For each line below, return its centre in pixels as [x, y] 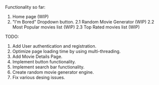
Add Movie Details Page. [37, 57]
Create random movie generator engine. [53, 72]
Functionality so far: [25, 7]
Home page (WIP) [30, 16]
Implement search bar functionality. [48, 67]
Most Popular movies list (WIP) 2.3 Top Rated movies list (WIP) [76, 27]
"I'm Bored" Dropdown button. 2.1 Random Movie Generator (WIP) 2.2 [83, 22]
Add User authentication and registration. [54, 46]
